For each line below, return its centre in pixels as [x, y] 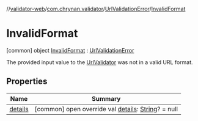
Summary [106, 98]
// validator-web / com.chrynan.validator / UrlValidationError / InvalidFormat [96, 9]
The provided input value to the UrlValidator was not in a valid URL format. [100, 62]
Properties [27, 82]
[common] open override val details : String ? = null [106, 109]
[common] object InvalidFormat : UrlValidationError [70, 50]
